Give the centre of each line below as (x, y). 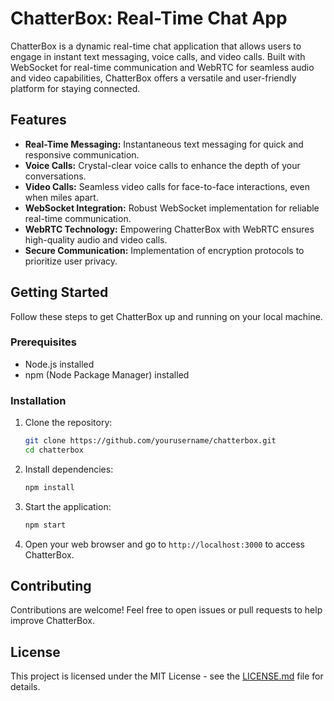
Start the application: (68, 506)
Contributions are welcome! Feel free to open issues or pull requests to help (166, 610)
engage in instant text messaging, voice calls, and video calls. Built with (158, 56)
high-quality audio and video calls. (96, 239)
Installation (38, 400)
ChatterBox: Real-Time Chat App (149, 18)
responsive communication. (82, 154)
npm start (45, 525)
